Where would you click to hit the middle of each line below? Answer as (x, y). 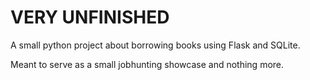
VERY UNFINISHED (90, 17)
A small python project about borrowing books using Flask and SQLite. (155, 45)
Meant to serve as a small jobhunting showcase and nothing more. (147, 64)
